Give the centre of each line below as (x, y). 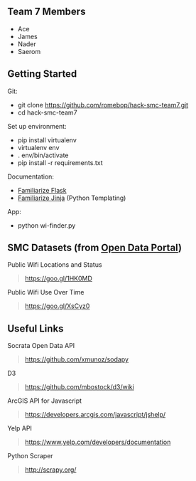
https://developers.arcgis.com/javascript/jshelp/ (95, 415)
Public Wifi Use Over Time (46, 292)
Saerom (29, 51)
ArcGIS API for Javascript (45, 401)
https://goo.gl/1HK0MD (58, 279)
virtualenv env (38, 147)
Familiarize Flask (42, 190)
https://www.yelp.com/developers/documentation (98, 442)
